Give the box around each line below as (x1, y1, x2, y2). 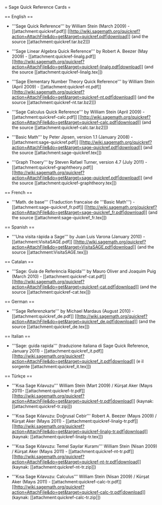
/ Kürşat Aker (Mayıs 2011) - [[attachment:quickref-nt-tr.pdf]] (11, 449, 134, 454)
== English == (4, 14, 33, 19)
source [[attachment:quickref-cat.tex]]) (11, 289, 91, 295)
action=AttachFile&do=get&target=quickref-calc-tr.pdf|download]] (11, 489, 146, 495)
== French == (4, 190, 33, 195)
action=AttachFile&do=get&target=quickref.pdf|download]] (11, 34, 131, 39)
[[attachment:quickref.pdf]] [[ (11, 28, 71, 34)
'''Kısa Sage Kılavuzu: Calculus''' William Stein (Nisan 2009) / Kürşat (11, 474, 149, 480)
